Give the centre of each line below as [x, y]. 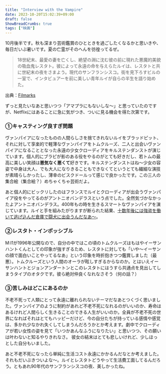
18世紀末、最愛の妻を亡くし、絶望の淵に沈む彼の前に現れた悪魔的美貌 [89, 60]
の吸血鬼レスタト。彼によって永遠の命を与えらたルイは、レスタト [84, 66]
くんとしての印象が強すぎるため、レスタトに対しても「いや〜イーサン [89, 249]
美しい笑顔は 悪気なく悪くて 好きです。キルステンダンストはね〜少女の [85, 163]
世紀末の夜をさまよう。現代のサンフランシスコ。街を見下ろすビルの [91, 72]
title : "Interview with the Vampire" [44, 10]
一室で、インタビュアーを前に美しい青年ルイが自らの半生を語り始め [86, 79]
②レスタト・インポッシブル [39, 231]
